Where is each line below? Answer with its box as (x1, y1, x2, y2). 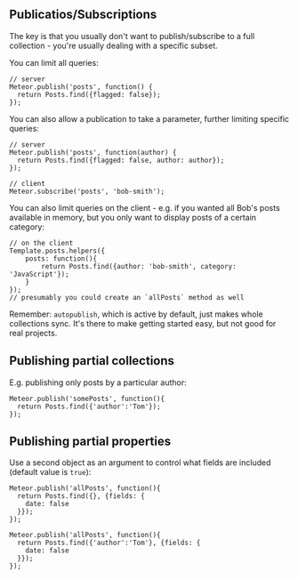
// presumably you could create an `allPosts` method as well (9, 293, 245, 302)
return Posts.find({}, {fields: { (17, 492, 145, 501)
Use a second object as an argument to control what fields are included (9, 457, 271, 468)
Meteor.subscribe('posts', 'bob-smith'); (9, 187, 165, 196)
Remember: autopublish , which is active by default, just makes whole (9, 309, 264, 319)
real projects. (9, 327, 58, 338)
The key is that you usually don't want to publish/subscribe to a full (9, 30, 255, 41)
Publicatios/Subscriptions (9, 7, 157, 22)
